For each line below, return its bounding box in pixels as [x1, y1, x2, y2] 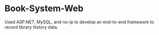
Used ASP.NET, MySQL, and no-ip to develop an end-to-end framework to [4, 19, 154, 25]
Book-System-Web [4, 3, 84, 14]
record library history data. [4, 24, 59, 30]
